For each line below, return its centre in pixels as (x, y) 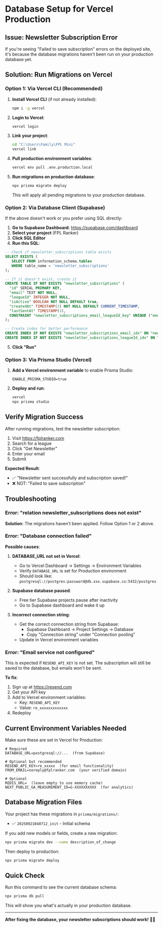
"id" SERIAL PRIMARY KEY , (36, 288)
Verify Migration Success (44, 417)
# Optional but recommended (33, 762)
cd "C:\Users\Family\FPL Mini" (44, 145)
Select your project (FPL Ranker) (45, 233)
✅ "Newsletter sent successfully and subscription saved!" (70, 478)
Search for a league (32, 443)
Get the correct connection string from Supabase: (69, 624)
